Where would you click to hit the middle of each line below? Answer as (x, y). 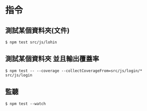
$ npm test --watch (26, 103)
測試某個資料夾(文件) (37, 30)
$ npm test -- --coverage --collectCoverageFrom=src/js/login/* (74, 71)
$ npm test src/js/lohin (31, 42)
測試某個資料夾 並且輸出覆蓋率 (52, 59)
